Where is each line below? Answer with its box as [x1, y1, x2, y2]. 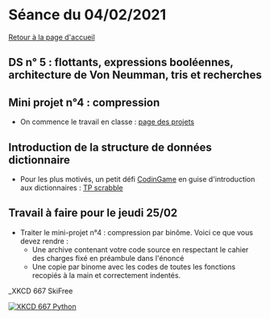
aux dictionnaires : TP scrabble [19, 183, 123, 193]
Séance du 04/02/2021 [8, 6, 167, 24]
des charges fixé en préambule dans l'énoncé [31, 253, 185, 263]
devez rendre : [19, 236, 69, 246]
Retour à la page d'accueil [8, 32, 95, 42]
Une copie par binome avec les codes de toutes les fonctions [31, 262, 236, 271]
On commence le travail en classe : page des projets [19, 117, 195, 126]
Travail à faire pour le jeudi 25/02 [8, 206, 178, 220]
